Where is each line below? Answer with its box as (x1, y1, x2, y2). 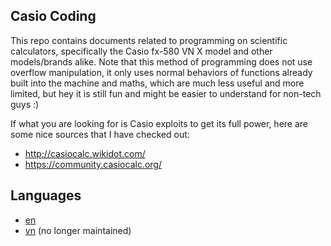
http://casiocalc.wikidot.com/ (24, 147, 146, 159)
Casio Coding (10, 8, 97, 25)
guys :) (10, 98, 40, 110)
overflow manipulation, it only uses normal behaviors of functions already (10, 66, 313, 78)
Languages (10, 187, 82, 204)
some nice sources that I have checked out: (10, 128, 190, 140)
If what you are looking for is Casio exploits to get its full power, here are (10, 117, 309, 129)
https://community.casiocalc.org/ (24, 158, 162, 170)
